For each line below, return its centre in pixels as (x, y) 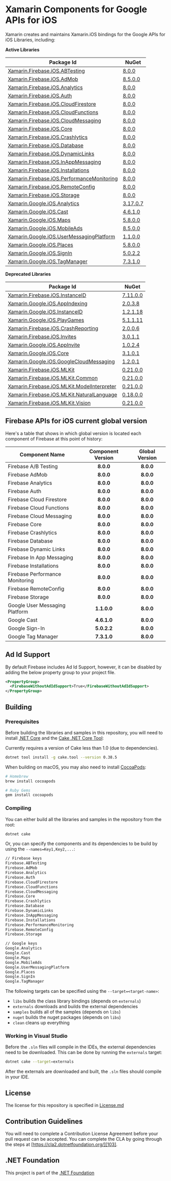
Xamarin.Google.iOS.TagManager (48, 261)
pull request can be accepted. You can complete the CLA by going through (84, 1139)
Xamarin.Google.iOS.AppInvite (44, 345)
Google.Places (20, 972)
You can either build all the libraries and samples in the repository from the (83, 819)
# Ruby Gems (18, 790)
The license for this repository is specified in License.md (65, 1106)
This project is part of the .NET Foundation (50, 1173)
